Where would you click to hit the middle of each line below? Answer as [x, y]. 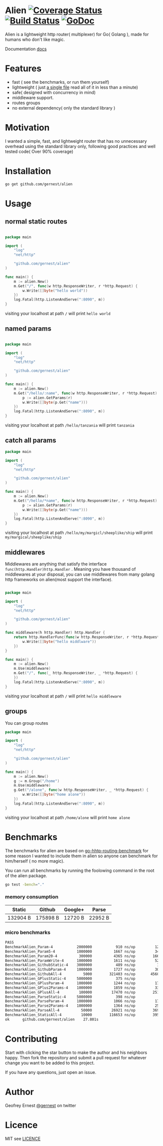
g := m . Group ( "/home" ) [37, 781]
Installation [28, 171]
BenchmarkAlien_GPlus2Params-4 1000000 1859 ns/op [70, 988]
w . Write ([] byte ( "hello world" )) [55, 291]
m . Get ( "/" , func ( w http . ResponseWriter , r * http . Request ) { [76, 286]
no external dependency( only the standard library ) [64, 108]
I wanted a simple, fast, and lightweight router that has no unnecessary [76, 141]
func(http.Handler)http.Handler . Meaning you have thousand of [70, 569]
